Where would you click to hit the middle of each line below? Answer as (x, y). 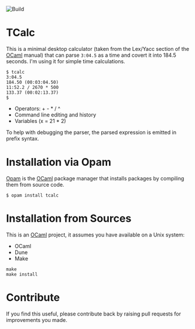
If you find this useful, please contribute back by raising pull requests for (94, 314)
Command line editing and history (55, 115)
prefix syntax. (23, 138)
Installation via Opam (59, 162)
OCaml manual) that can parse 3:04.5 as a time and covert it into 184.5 (91, 55)
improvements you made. (37, 320)
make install (22, 274)
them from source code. (35, 184)
